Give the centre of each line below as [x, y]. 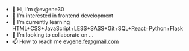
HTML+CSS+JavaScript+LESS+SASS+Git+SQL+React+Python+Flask [98, 28]
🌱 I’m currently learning [41, 22]
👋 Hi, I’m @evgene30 [38, 9]
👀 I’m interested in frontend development [62, 16]
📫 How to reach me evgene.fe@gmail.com [65, 41]
